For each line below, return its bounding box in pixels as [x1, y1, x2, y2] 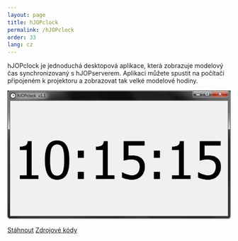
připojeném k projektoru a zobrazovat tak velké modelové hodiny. [7, 76, 198, 85]
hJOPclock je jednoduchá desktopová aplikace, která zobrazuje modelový [7, 61, 224, 70]
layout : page [7, 11, 46, 18]
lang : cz [7, 41, 33, 49]
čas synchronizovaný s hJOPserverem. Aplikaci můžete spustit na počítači [7, 69, 225, 78]
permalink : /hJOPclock [7, 26, 74, 33]
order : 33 [7, 34, 37, 41]
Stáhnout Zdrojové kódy [7, 226, 78, 235]
